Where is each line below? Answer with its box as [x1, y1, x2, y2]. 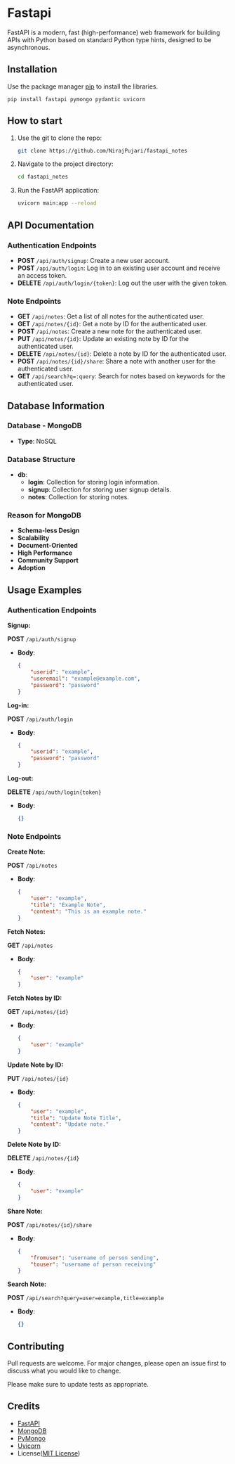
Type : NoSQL [17, 437, 58, 445]
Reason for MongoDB [7, 511, 82, 520]
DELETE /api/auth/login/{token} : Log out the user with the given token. [17, 278, 228, 287]
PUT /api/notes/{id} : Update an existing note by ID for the [17, 335, 189, 343]
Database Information [7, 399, 105, 412]
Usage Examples [7, 584, 82, 596]
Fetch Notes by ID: [7, 994, 62, 1003]
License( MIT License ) [17, 1449, 81, 1457]
